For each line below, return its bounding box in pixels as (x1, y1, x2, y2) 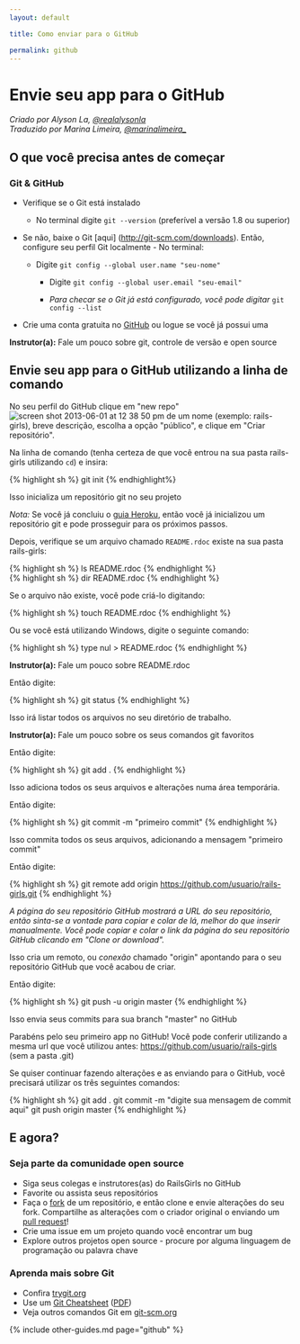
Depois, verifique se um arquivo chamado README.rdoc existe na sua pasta (9, 536, 284, 546)
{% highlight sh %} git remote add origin (9, 879, 159, 889)
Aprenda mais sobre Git (9, 1267, 115, 1279)
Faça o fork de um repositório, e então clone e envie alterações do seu (22, 1196, 285, 1207)
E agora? (9, 1131, 60, 1146)
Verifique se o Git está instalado (22, 197, 141, 208)
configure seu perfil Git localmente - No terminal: (22, 242, 205, 252)
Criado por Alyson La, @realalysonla (9, 114, 146, 125)
